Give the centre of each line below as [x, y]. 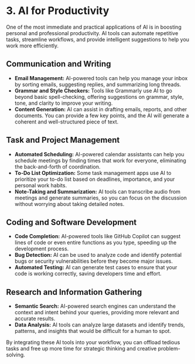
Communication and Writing [59, 64]
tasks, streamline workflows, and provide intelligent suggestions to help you [97, 39]
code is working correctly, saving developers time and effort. [88, 274]
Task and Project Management [63, 140]
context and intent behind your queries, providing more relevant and [97, 313]
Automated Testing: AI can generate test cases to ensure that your [96, 267]
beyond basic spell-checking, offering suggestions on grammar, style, [99, 97]
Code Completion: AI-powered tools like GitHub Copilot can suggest [97, 236]
